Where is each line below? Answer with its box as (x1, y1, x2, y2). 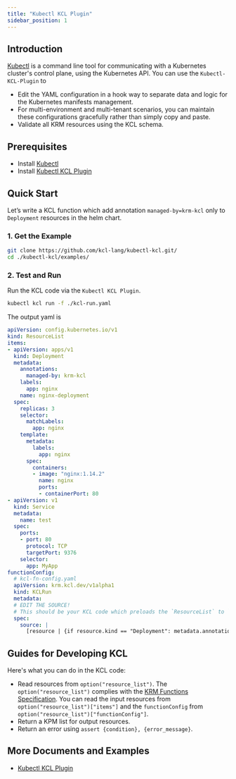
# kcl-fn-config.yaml (13, 575, 77, 582)
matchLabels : (25, 418, 65, 425)
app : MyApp (25, 562, 58, 570)
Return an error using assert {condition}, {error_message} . (17, 725, 193, 733)
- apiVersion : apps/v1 (7, 346, 74, 353)
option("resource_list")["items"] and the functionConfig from (17, 702, 204, 711)
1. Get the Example (7, 231, 72, 240)
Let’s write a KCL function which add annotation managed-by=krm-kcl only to (7, 206, 226, 214)
